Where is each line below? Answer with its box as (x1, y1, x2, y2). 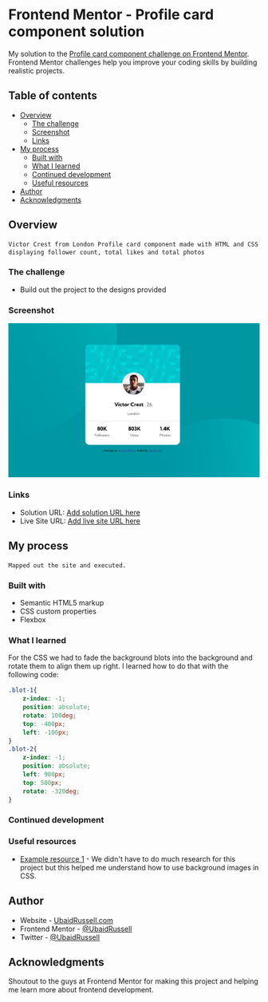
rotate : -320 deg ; (22, 787, 81, 795)
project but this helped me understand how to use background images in (19, 862, 259, 872)
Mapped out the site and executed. (8, 561, 127, 570)
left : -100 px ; (22, 728, 69, 736)
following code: (8, 670, 59, 680)
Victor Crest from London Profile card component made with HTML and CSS (8, 240, 259, 248)
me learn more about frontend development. (8, 985, 154, 995)
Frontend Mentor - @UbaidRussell (19, 924, 132, 933)
